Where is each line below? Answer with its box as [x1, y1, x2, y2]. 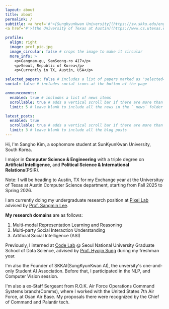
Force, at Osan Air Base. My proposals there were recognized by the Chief [5, 293, 159, 299]
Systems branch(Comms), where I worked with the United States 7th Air [5, 288, 154, 294]
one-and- [142, 262, 163, 268]
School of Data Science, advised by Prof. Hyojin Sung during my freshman [5, 247, 159, 253]
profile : [5, 35, 24, 40]
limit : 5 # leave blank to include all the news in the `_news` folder [10, 104, 163, 109]
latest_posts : [5, 113, 35, 118]
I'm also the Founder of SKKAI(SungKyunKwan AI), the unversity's [5, 262, 142, 268]
